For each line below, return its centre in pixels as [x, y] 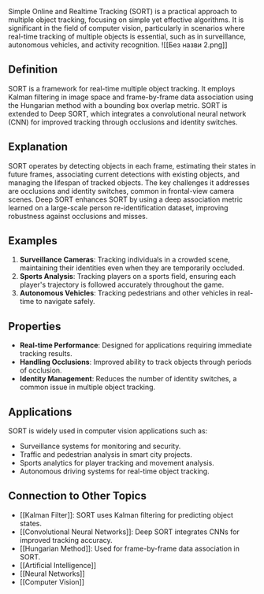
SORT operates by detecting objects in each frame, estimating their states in [132, 165]
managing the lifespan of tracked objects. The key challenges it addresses [129, 182]
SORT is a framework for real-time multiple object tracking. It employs [122, 88]
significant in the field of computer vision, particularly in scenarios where [127, 28]
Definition [33, 70]
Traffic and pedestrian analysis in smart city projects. [106, 455]
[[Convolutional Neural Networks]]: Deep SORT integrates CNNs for [130, 532]
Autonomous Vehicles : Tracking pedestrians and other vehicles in [128, 293]
